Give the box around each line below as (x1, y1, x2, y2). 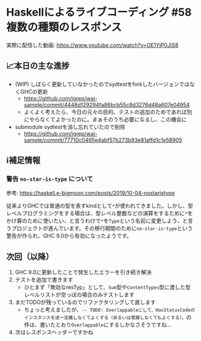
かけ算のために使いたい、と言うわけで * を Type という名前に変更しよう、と (6, 217, 188, 225)
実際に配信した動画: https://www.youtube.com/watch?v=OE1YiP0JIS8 (6, 41, 179, 49)
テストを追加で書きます (14, 276, 73, 283)
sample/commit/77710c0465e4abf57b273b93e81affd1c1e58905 (23, 136, 182, 143)
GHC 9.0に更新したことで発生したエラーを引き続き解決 (14, 268, 152, 276)
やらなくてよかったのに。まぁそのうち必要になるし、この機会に (29, 115, 187, 123)
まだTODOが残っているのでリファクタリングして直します (14, 298, 156, 306)
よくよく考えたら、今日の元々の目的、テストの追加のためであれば (23, 108, 187, 115)
